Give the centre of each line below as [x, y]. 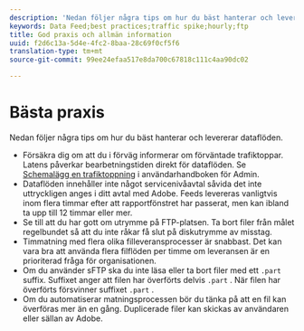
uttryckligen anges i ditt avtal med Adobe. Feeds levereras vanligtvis [150, 193]
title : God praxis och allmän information [90, 34]
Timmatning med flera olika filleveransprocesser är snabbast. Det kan [152, 241]
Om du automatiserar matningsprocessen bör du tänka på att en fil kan [154, 298]
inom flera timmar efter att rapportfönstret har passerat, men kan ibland [156, 203]
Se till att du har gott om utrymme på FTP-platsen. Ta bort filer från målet [158, 222]
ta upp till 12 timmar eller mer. [77, 213]
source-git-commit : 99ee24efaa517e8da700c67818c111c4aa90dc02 [129, 60]
